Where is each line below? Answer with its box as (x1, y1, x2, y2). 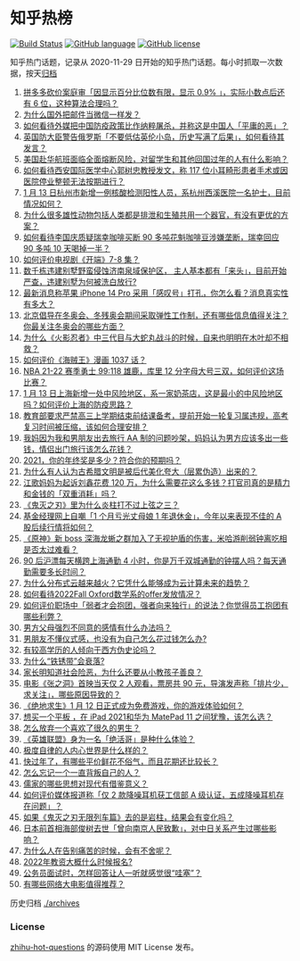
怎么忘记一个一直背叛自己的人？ (22, 766, 141, 777)
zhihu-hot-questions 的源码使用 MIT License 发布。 (10, 942, 199, 953)
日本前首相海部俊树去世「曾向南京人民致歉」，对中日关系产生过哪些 (22, 823, 270, 833)
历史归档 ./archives (10, 898, 80, 908)
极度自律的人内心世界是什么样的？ (22, 744, 149, 755)
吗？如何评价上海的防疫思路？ (22, 399, 133, 410)
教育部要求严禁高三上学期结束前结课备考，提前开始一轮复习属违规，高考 (22, 410, 288, 420)
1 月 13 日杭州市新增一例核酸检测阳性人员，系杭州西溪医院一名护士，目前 (22, 186, 291, 197)
